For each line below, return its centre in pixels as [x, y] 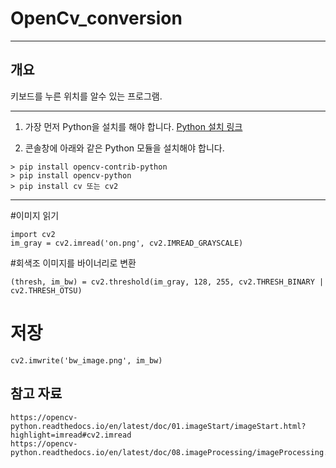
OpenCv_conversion [96, 18]
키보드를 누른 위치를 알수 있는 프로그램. [86, 96]
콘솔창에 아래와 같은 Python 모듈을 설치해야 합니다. [124, 148]
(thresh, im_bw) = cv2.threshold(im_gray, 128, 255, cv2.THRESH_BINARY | [167, 282]
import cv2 [33, 234]
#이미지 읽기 [35, 215]
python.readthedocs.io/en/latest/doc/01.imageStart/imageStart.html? [158, 426]
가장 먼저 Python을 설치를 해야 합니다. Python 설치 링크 [133, 126]
